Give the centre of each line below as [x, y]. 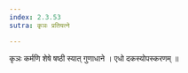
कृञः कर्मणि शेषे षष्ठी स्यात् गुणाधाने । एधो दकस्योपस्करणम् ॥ [94, 58]
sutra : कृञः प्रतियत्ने [39, 26]
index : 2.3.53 [35, 17]
